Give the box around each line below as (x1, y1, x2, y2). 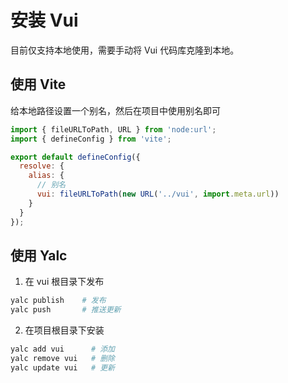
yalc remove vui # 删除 (10, 353, 115, 363)
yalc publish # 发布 (10, 296, 107, 306)
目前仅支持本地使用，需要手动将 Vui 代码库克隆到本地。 (10, 44, 240, 56)
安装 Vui (10, 9, 79, 32)
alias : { (28, 171, 65, 181)
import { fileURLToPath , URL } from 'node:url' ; (10, 124, 217, 135)
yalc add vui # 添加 (10, 344, 115, 355)
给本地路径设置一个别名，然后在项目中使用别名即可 (10, 104, 221, 116)
